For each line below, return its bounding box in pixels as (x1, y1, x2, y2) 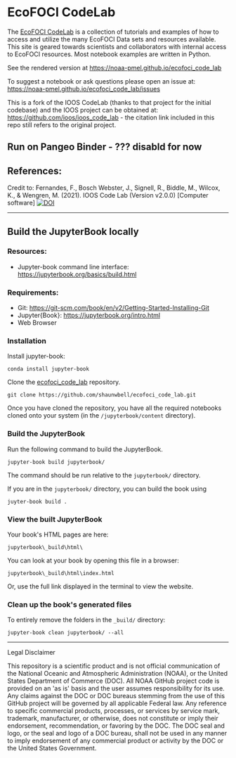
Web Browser (17, 319, 58, 327)
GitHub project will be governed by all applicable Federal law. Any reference (7, 699, 227, 707)
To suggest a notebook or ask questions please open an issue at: (7, 77, 196, 85)
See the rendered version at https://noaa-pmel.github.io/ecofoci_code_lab (7, 63, 222, 72)
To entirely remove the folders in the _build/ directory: (7, 616, 166, 624)
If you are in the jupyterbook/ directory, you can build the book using (7, 484, 207, 493)
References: (7, 165, 62, 176)
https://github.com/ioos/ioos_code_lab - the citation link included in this (7, 113, 215, 122)
